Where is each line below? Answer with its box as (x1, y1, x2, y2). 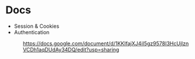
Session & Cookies (13, 23, 60, 30)
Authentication (13, 28, 50, 35)
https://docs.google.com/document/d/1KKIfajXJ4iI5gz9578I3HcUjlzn (22, 40, 189, 47)
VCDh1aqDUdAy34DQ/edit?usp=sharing (22, 46, 119, 53)
